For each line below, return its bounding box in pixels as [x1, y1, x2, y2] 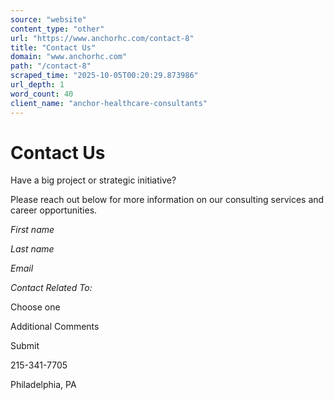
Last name [10, 243, 55, 255]
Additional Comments [10, 321, 100, 333]
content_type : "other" [10, 24, 105, 34]
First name [10, 224, 55, 236]
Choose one [10, 301, 61, 313]
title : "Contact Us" [10, 42, 97, 53]
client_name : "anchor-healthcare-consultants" [10, 98, 208, 108]
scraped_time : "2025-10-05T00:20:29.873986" [10, 71, 199, 81]
